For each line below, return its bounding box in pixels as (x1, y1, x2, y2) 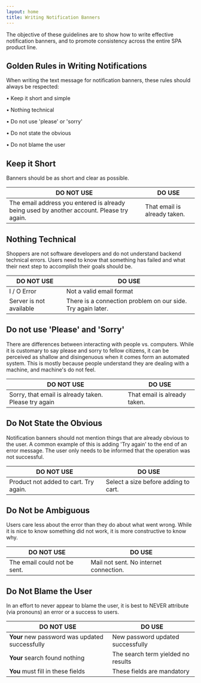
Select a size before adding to (105, 478, 190, 486)
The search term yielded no (112, 650, 190, 658)
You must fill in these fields (9, 667, 86, 676)
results (112, 657, 132, 666)
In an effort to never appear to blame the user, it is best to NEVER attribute (6, 602, 189, 609)
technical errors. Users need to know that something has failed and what (6, 256, 185, 264)
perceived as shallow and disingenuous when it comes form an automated (6, 353, 190, 360)
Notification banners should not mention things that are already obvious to (6, 434, 190, 441)
